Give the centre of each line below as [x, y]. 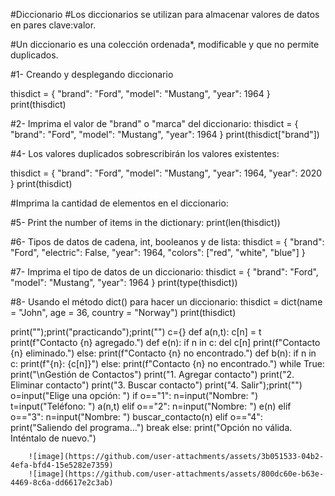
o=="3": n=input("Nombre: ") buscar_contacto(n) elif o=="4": [136, 417]
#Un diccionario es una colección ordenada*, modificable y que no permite [165, 44]
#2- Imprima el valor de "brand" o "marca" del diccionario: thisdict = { [154, 123]
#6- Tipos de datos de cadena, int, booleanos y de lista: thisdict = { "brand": [167, 242]
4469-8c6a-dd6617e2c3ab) [62, 483]
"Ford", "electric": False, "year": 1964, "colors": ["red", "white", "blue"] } [158, 252]
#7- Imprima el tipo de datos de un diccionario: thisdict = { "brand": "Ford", [164, 272]
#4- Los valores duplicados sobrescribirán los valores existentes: [145, 153]
